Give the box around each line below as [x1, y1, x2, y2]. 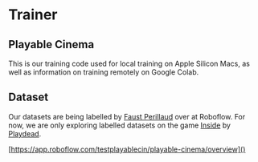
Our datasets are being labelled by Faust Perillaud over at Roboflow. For [8, 111, 246, 121]
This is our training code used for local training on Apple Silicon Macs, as [8, 59, 251, 68]
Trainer [8, 6, 58, 24]
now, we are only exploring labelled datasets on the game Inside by [8, 120, 231, 130]
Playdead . [8, 128, 42, 138]
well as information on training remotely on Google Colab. [8, 67, 199, 77]
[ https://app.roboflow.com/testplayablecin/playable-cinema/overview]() [8, 144, 246, 154]
